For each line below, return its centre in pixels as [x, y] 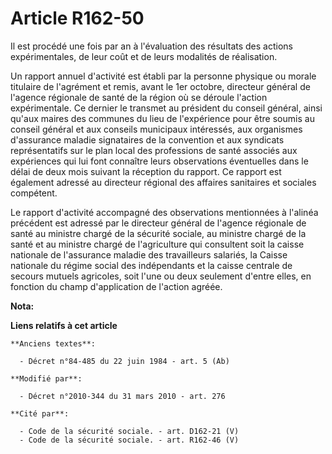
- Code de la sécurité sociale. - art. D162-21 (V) [129, 431]
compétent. [34, 193]
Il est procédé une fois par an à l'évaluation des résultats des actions [151, 46]
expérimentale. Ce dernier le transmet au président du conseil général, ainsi [166, 108]
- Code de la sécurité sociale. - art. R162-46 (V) [129, 440]
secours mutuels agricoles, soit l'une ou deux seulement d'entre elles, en [161, 276]
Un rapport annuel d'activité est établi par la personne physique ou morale [163, 76]
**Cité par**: [40, 413]
